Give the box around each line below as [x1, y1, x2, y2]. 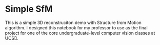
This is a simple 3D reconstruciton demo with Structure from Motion [5, 20, 141, 25]
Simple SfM [5, 3, 53, 15]
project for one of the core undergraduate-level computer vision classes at [5, 30, 155, 36]
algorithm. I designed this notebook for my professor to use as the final [5, 24, 148, 30]
